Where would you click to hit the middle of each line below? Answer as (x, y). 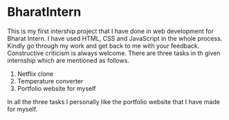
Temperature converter (50, 81)
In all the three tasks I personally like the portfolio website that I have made (113, 101)
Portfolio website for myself (56, 88)
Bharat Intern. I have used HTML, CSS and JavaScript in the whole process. (115, 38)
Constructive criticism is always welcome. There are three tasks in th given (114, 53)
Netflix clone (35, 74)
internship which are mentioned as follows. (68, 60)
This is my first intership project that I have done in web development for (111, 31)
